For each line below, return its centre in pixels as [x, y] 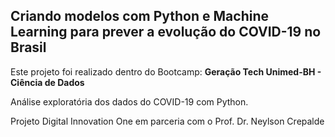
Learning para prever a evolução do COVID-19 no [166, 32]
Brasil [28, 47]
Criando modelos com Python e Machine [139, 16]
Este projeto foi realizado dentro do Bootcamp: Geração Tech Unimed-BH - [166, 71]
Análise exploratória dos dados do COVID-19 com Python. [129, 101]
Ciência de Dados [47, 82]
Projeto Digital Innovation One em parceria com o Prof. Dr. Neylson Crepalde [167, 121]
